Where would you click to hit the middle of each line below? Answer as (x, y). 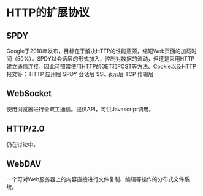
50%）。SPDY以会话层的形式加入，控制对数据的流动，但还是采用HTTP (106, 58)
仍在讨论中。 (22, 144)
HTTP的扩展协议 (48, 13)
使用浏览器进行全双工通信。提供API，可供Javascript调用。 (80, 109)
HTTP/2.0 (25, 129)
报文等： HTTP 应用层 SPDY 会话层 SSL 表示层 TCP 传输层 (80, 74)
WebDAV (24, 164)
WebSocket (29, 93)
